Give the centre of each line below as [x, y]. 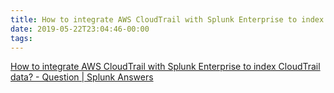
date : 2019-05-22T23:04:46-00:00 [80, 29]
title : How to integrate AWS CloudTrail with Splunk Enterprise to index [167, 19]
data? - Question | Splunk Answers [82, 77]
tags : [21, 38]
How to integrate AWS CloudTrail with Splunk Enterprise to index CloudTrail [165, 67]
